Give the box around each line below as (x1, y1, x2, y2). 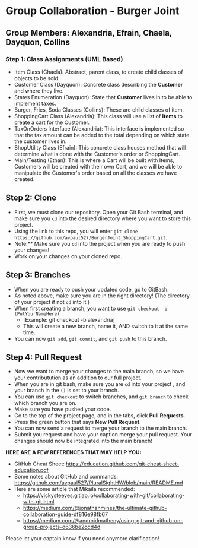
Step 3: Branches (5, 270, 71, 280)
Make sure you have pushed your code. (14, 406, 111, 413)
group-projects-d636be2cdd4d (23, 524, 101, 531)
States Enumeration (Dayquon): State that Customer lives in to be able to (14, 93, 193, 100)
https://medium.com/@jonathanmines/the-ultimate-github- (23, 505, 167, 512)
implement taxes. (14, 100, 57, 107)
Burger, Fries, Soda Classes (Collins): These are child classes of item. (14, 106, 184, 113)
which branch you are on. (14, 400, 77, 407)
